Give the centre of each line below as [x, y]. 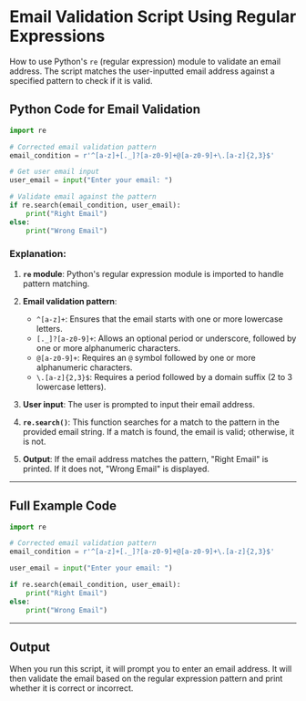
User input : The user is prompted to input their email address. [138, 404]
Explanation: [38, 254]
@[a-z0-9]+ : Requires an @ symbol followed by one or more [146, 357]
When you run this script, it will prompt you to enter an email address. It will [151, 669]
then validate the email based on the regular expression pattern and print [146, 679]
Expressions [57, 36]
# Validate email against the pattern [83, 197]
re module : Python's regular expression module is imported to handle [153, 273]
